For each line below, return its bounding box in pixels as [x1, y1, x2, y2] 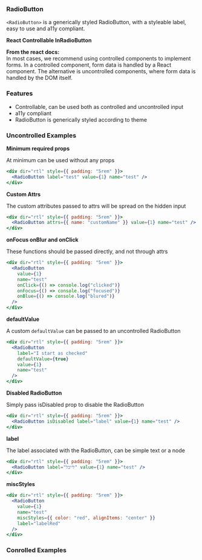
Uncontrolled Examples [6, 131, 77, 139]
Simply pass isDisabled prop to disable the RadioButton [6, 401, 144, 409]
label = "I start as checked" [17, 350, 88, 356]
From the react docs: [6, 48, 60, 56]
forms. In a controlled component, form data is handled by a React [6, 61, 172, 68]
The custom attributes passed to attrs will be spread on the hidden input [6, 202, 186, 209]
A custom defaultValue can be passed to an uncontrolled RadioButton [6, 328, 181, 335]
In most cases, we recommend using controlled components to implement [6, 55, 191, 62]
